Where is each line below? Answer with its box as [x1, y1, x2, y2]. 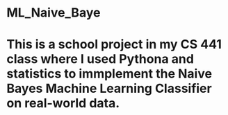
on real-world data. [6, 96, 120, 112]
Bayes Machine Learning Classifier [6, 81, 213, 96]
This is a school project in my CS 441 [6, 37, 222, 53]
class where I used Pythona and [6, 51, 194, 67]
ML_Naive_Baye [6, 5, 101, 21]
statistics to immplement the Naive [6, 66, 213, 82]
